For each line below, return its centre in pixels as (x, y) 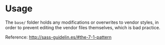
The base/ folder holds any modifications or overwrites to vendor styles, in (82, 22)
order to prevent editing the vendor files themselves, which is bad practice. (83, 27)
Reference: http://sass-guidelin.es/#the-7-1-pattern (58, 37)
